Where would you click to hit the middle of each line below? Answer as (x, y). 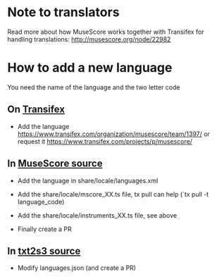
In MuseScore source (55, 164)
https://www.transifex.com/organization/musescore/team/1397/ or (113, 134)
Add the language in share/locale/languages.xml (88, 180)
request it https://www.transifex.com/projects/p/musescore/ (105, 141)
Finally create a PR (44, 229)
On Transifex (36, 110)
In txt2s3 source (44, 251)
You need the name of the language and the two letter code (94, 87)
